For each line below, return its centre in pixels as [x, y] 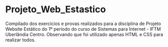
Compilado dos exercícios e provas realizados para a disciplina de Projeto [83, 24]
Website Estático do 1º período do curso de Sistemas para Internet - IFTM [83, 29]
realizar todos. [20, 40]
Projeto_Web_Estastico [56, 9]
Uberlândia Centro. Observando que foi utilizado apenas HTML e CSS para [84, 34]
